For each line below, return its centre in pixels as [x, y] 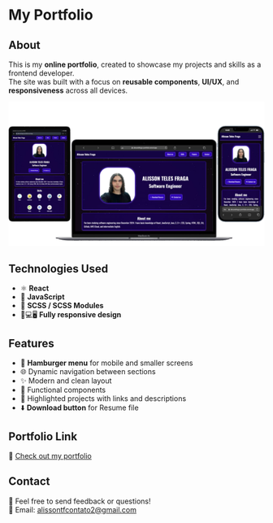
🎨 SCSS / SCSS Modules [62, 306]
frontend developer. [41, 73]
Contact [29, 482]
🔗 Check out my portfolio [50, 455]
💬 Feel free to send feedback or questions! [80, 501]
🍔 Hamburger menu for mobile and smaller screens [106, 363]
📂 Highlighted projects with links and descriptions [103, 399]
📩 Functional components [63, 390]
